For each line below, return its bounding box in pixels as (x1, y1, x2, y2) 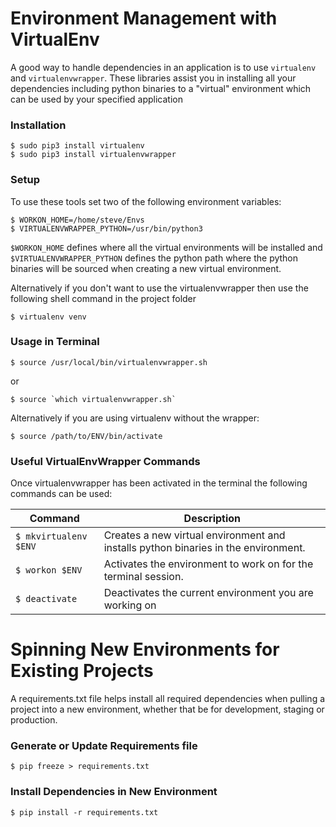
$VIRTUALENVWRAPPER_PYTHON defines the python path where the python (10, 252, 299, 264)
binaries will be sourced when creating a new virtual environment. (10, 262, 282, 274)
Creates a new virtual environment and (103, 528, 286, 542)
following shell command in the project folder (10, 292, 197, 304)
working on (103, 598, 157, 612)
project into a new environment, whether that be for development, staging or (10, 703, 325, 716)
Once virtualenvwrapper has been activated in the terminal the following (10, 477, 308, 489)
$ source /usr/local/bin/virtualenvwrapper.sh (10, 357, 208, 367)
